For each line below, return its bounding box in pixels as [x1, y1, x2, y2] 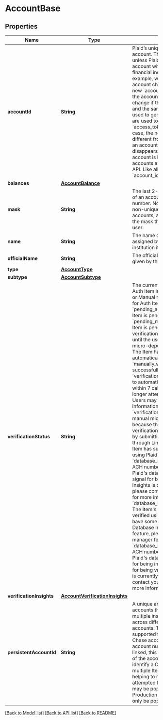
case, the [132, 129, 154, 136]
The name [132, 232, 155, 239]
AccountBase [5, 3, 61, 14]
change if [132, 99, 154, 106]
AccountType [61, 266, 93, 272]
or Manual [132, 294, 155, 301]
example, [132, 75, 153, 81]
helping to [132, 673, 155, 680]
